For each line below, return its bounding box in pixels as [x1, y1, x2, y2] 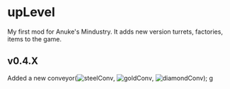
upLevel [7, 4, 55, 20]
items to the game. [7, 34, 62, 43]
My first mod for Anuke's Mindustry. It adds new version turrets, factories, [7, 27, 223, 36]
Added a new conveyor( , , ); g [7, 74, 214, 82]
